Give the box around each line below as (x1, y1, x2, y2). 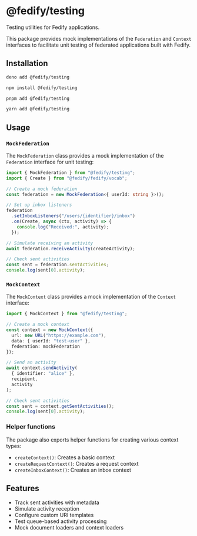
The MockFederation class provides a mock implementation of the (6, 152, 164, 159)
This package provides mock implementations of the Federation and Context (6, 35, 192, 42)
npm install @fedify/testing (6, 84, 78, 91)
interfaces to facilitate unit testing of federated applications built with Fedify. (6, 41, 191, 48)
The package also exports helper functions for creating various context (6, 436, 179, 443)
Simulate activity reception (14, 505, 79, 512)
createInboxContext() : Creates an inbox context (14, 466, 131, 473)
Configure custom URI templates (14, 512, 94, 519)
